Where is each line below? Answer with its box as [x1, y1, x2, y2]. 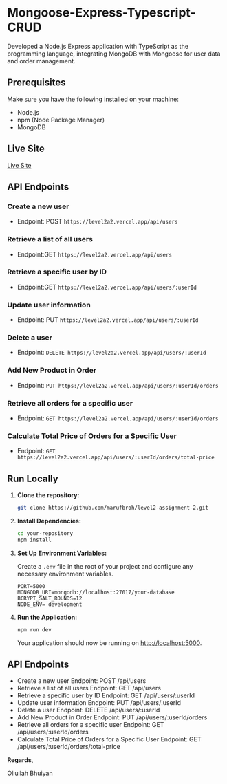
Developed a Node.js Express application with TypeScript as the [7, 42, 189, 50]
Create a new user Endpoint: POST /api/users [17, 677, 147, 685]
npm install [17, 536, 52, 543]
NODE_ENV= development [17, 600, 83, 608]
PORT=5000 [17, 582, 46, 589]
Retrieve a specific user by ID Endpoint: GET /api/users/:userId [17, 691, 195, 699]
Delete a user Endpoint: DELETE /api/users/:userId [17, 706, 160, 715]
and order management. [7, 56, 76, 65]
